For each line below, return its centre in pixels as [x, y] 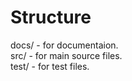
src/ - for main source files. [66, 55]
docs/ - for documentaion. [64, 45]
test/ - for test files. [50, 66]
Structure [51, 17]
